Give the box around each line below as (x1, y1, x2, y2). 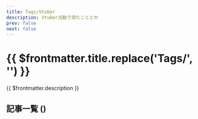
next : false (6, 25, 36, 32)
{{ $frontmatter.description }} (6, 85, 80, 92)
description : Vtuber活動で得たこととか (6, 14, 99, 21)
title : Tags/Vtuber (6, 8, 56, 15)
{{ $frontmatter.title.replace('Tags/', (6, 52, 193, 65)
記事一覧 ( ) (6, 103, 47, 114)
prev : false (6, 20, 36, 26)
